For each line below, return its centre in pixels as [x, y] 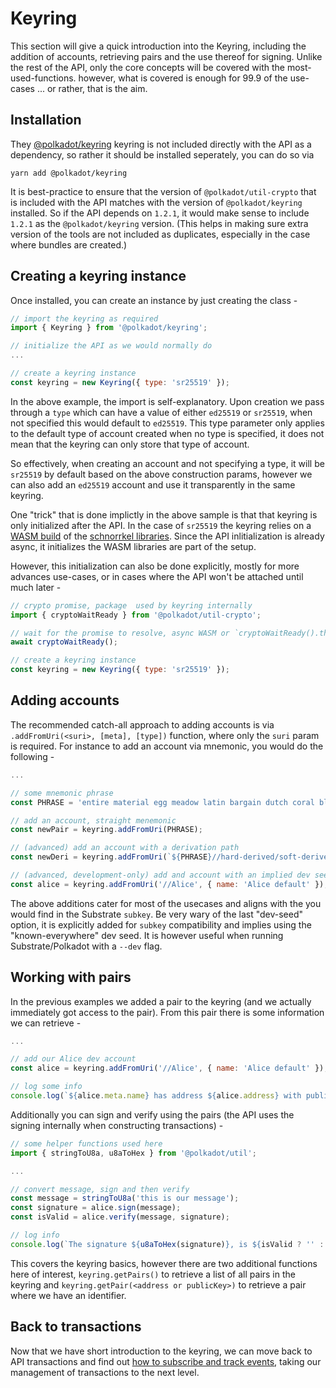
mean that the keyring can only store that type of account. [130, 444]
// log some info [46, 1087]
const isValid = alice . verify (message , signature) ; [120, 1217]
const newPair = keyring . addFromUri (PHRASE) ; [106, 830]
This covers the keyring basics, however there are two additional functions [164, 1263]
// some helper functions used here [86, 1143]
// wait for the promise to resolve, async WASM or [120, 633]
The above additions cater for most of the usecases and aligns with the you [166, 903]
